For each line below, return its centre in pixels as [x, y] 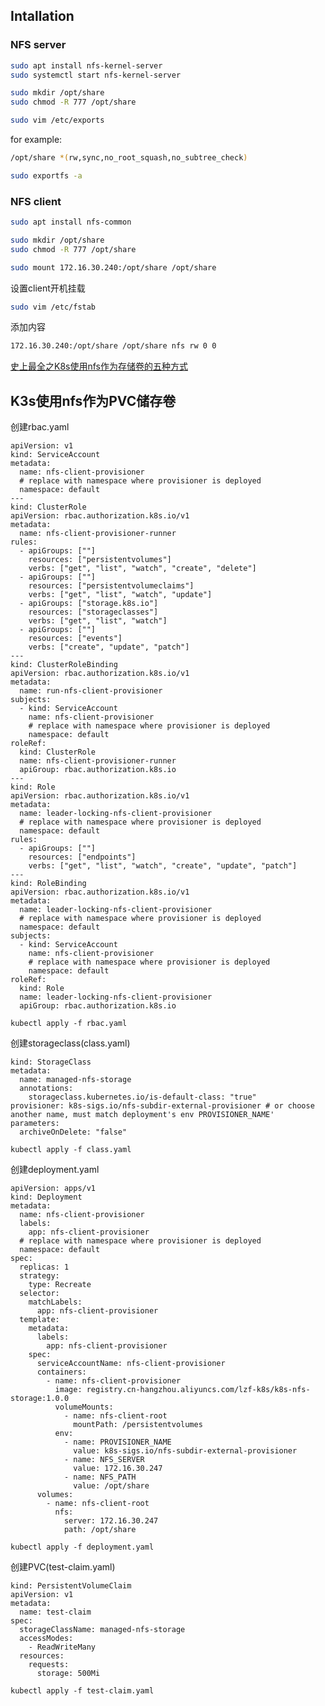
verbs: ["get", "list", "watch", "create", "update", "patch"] [163, 866]
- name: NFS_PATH [100, 1477]
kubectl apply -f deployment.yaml [82, 1547]
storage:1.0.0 [40, 1399]
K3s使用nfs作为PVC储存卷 [93, 400]
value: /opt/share [111, 1486]
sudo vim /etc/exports [57, 120]
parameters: [35, 1124]
